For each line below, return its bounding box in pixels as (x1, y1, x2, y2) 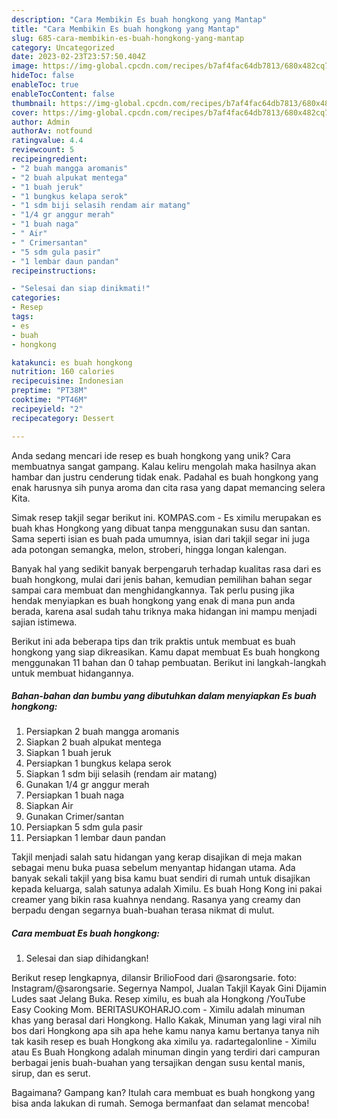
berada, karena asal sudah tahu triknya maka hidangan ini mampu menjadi (11, 605, 318, 617)
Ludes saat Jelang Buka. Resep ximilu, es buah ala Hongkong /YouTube (11, 993, 306, 1005)
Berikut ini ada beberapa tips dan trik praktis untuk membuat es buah (11, 635, 296, 647)
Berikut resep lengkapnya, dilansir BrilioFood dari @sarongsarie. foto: (11, 972, 298, 984)
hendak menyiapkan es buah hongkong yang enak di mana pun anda (11, 594, 296, 606)
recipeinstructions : (11, 266, 98, 276)
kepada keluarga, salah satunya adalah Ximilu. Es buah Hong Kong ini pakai (11, 883, 323, 895)
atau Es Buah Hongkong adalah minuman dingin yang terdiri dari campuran (11, 1046, 321, 1058)
